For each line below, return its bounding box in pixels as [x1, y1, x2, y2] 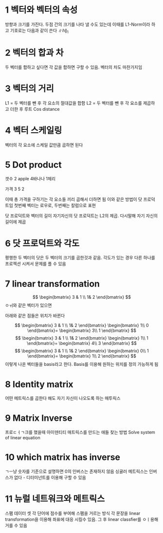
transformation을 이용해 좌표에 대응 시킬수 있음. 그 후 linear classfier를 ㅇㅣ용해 [5, 516, 159, 522]
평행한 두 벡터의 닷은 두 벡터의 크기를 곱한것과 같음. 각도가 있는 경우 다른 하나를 [5, 255, 156, 260]
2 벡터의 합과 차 [5, 47, 64, 58]
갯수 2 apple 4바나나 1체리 [5, 176, 56, 182]
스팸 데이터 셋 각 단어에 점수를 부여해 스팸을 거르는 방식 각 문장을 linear [5, 511, 141, 516]
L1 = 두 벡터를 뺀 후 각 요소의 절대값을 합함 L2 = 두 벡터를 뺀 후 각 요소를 [5, 100, 142, 106]
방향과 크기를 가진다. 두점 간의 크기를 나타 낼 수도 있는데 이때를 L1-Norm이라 [5, 21, 150, 27]
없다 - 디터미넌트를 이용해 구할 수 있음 [14, 475, 86, 481]
